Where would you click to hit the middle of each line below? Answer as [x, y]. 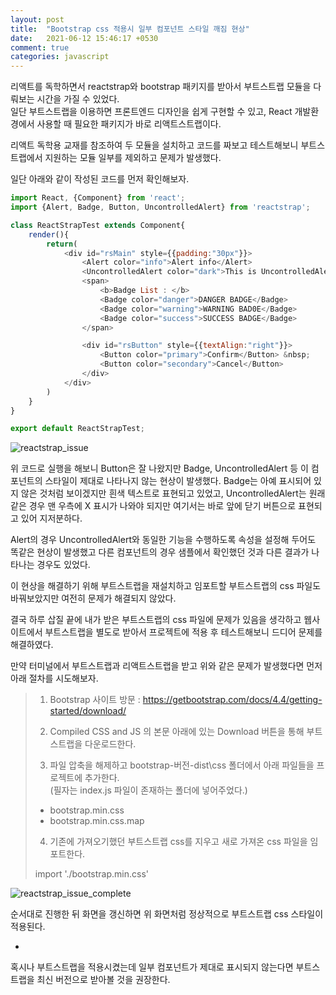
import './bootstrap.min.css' [91, 874]
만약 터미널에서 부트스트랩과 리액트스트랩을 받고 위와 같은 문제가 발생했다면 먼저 [166, 666]
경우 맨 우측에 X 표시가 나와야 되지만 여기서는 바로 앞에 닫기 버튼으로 [162, 506]
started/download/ [88, 711]
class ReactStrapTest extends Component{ [98, 225]
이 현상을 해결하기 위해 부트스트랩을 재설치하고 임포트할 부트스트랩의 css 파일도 [166, 586]
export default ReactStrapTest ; [77, 429]
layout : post [37, 19]
